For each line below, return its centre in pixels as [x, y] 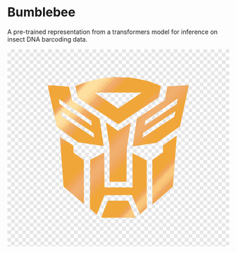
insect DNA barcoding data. [48, 39]
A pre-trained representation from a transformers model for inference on [113, 32]
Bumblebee [42, 12]
